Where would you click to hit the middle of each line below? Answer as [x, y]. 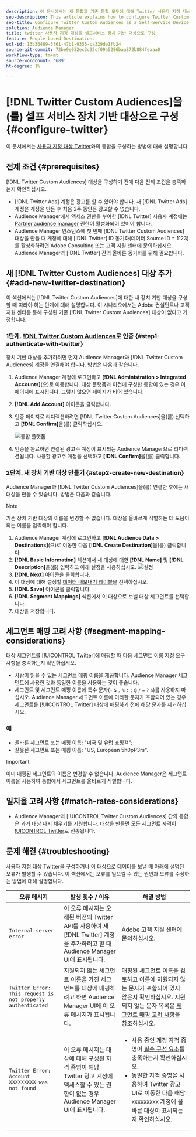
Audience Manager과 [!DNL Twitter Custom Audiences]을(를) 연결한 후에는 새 [97, 486]
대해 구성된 [90, 1058]
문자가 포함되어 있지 [155, 988]
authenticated [29, 1005]
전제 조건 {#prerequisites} [53, 167]
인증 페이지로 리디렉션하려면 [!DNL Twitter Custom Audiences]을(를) [94, 417]
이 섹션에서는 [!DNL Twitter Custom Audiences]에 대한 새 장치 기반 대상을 [91, 297]
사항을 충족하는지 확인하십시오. [41, 663]
